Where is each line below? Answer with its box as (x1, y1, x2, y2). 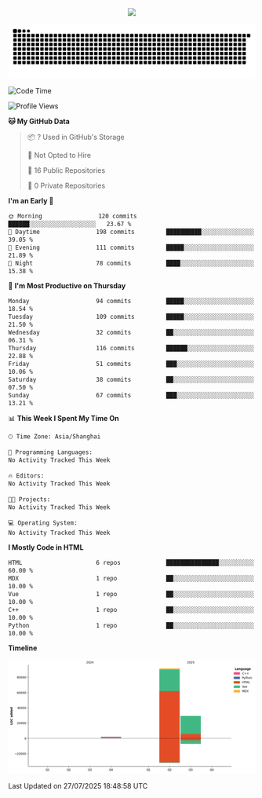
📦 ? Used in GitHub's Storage (27, 132, 126, 141)
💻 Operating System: (8, 518, 78, 527)
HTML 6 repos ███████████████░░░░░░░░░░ (8, 558, 255, 566)
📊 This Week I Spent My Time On (8, 413, 119, 423)
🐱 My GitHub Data (8, 116, 71, 126)
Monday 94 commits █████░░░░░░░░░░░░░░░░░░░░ (8, 297, 255, 305)
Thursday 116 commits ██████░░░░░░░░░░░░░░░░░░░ (8, 344, 255, 352)
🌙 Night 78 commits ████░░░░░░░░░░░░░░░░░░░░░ (8, 259, 255, 267)
